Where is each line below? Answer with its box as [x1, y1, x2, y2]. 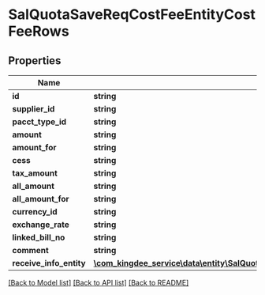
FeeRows [8, 22, 69, 40]
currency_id [12, 206, 58, 217]
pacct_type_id [12, 116, 67, 127]
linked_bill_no [12, 232, 65, 243]
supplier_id [12, 104, 55, 114]
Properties [8, 54, 62, 67]
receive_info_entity [12, 258, 86, 268]
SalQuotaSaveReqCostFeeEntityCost [8, 6, 256, 24]
